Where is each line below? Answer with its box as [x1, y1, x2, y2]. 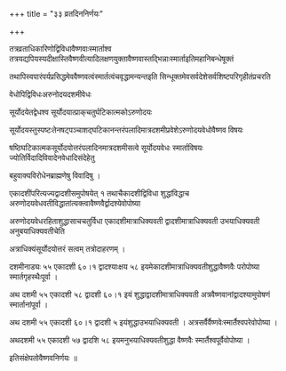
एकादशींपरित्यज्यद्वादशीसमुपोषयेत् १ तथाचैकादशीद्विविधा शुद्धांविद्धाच [9, 188, 190, 198]
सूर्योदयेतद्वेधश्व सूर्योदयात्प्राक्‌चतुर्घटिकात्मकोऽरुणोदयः [9, 107, 153, 117]
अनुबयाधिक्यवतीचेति [9, 226, 65, 236]
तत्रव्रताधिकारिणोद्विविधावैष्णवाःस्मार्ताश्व [9, 44, 113, 53]
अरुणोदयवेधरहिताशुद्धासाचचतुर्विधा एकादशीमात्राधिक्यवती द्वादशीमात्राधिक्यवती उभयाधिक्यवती [9, 216, 260, 226]
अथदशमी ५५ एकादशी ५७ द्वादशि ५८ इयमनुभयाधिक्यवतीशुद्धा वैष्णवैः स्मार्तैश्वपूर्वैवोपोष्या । [9, 335, 250, 345]
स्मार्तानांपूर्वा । [9, 299, 49, 310]
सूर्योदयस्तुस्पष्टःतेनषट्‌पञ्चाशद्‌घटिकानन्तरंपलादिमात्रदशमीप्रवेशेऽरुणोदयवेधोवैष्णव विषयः [9, 125, 244, 135]
